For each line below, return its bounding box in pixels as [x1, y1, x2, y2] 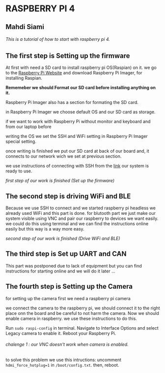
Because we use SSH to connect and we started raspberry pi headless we [5, 205, 156, 211]
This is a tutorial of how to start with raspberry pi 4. [5, 36, 110, 42]
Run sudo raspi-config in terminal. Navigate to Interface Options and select [5, 325, 159, 331]
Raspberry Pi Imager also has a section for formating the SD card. [5, 100, 139, 105]
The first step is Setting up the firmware [5, 51, 130, 60]
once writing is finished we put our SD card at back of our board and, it [5, 148, 149, 154]
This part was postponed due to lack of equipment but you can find [5, 263, 142, 269]
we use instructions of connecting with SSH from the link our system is [5, 163, 149, 169]
